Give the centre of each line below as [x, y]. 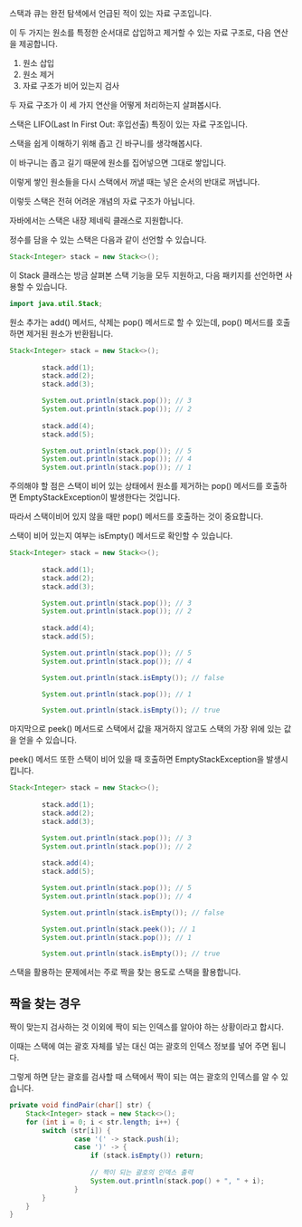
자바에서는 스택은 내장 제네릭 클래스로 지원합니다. [96, 220]
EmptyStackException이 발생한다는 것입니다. [99, 497]
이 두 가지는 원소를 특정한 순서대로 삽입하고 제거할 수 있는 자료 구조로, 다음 [141, 33]
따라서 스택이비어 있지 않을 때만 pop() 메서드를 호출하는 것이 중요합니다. [137, 517]
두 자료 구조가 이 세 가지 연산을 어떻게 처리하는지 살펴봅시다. [115, 105]
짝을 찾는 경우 [45, 1003]
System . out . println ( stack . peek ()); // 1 [119, 929]
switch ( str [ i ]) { [76, 1130]
